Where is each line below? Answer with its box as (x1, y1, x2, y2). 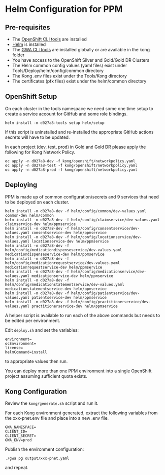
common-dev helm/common (5, 213, 54, 218)
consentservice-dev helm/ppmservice (31, 230, 107, 235)
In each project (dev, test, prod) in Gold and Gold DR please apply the (5, 144, 146, 150)
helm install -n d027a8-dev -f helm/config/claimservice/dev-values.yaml (5, 217, 160, 222)
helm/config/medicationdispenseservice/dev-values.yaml (5, 247, 122, 252)
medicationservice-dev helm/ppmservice (31, 273, 113, 278)
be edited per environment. (5, 317, 61, 323)
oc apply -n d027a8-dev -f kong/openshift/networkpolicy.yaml (5, 158, 135, 163)
